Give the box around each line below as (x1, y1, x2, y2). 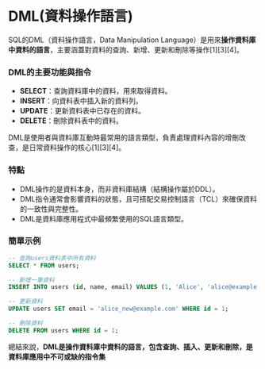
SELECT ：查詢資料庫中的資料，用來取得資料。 (19, 86, 172, 96)
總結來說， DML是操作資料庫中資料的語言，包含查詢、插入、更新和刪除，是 (8, 342, 254, 352)
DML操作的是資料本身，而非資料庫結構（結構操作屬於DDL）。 (19, 184, 220, 194)
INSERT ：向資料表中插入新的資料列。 (19, 96, 143, 106)
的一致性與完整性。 (19, 204, 83, 213)
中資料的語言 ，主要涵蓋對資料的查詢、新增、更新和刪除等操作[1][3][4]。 (8, 44, 244, 54)
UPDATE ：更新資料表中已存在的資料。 (19, 106, 145, 116)
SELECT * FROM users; (8, 261, 80, 270)
